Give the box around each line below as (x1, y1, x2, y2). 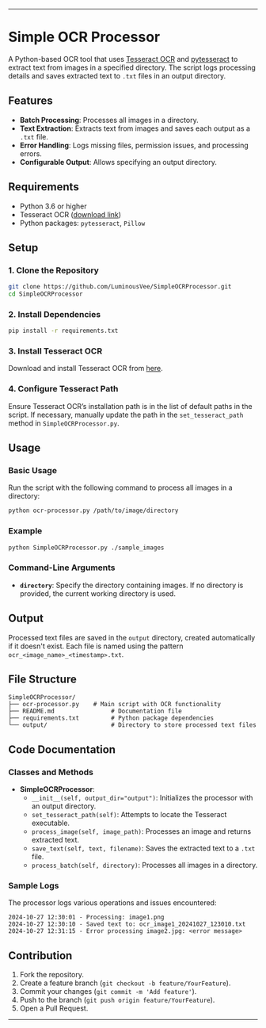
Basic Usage (8, 465, 58, 476)
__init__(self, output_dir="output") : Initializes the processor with (31, 793, 253, 803)
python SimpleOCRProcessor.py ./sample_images (8, 544, 165, 552)
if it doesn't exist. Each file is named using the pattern (8, 641, 184, 651)
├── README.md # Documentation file (8, 707, 182, 716)
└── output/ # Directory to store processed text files (8, 721, 257, 729)
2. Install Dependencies (8, 308, 101, 319)
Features (8, 94, 53, 108)
